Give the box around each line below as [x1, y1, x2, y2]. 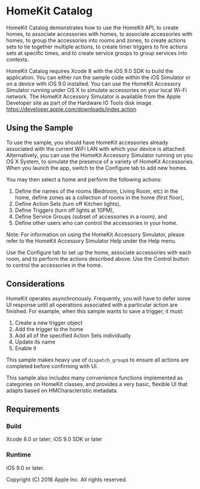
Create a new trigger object [14, 319, 83, 326]
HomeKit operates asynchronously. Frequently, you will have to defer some [6, 294, 191, 302]
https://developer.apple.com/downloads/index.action [6, 105, 137, 113]
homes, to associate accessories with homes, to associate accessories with [6, 30, 193, 37]
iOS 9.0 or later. [6, 464, 45, 471]
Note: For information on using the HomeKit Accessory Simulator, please [6, 230, 185, 238]
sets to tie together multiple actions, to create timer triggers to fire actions [6, 43, 188, 50]
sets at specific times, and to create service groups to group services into [6, 49, 188, 56]
